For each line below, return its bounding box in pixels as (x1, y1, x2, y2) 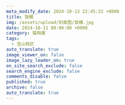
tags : (6, 36, 19, 41)
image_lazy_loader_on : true (6, 57, 75, 63)
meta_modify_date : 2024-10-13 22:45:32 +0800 (6, 8, 119, 15)
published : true (6, 79, 46, 85)
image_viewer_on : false (6, 52, 65, 58)
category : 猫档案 (6, 30, 46, 36)
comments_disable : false (6, 73, 67, 79)
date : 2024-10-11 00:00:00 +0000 (6, 24, 88, 31)
